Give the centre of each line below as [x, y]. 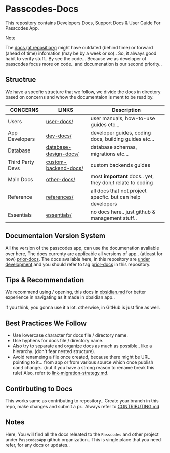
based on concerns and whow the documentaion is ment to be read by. [80, 97]
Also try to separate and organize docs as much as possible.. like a [82, 346]
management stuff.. [114, 218]
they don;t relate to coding [122, 182]
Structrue [21, 80]
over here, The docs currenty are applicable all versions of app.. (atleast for [84, 254]
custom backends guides [120, 165]
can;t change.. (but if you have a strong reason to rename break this [83, 368]
